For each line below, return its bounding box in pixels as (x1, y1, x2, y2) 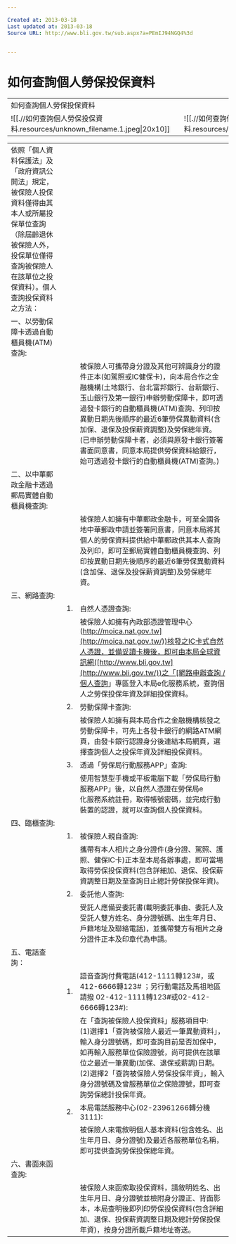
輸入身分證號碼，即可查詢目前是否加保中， (79, 1037, 221, 1047)
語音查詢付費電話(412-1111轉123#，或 (79, 971, 215, 981)
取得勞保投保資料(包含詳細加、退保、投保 (79, 866, 216, 876)
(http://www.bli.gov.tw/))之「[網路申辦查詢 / (79, 668, 225, 678)
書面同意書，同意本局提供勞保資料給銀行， (79, 446, 221, 455)
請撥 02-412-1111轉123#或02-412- (79, 992, 211, 1002)
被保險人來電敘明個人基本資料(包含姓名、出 (79, 1125, 223, 1135)
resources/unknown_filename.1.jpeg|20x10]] (20, 124, 171, 134)
